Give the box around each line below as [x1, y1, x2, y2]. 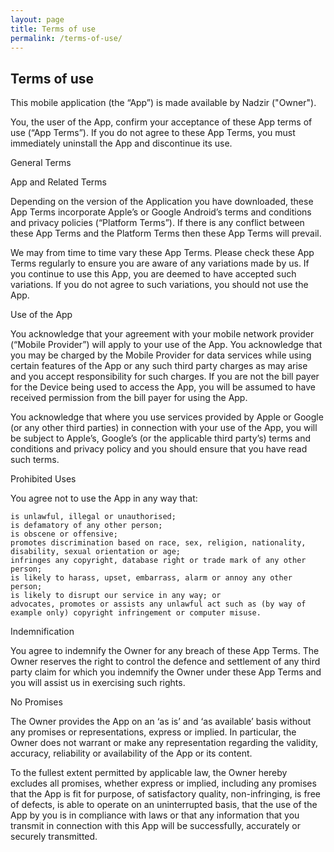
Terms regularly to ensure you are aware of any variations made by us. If [10, 257, 310, 270]
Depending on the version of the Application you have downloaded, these [10, 196, 314, 208]
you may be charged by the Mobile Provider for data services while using [10, 349, 312, 361]
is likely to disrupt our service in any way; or [10, 591, 222, 601]
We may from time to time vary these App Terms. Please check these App [10, 247, 315, 259]
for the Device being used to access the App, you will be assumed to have [10, 381, 316, 393]
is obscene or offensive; [10, 529, 118, 540]
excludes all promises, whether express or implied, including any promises [10, 777, 317, 790]
